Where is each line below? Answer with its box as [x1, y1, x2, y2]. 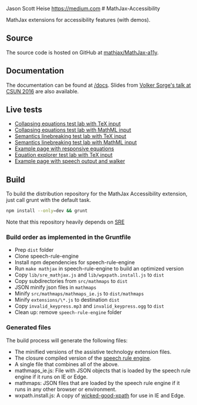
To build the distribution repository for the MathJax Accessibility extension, [6, 190, 188, 197]
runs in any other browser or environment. [14, 386, 117, 393]
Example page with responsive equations [14, 145, 114, 152]
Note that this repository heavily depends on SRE [6, 218, 125, 225]
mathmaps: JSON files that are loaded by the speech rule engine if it [14, 379, 180, 386]
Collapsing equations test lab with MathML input [14, 126, 131, 134]
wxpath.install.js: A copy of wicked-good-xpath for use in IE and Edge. [14, 392, 185, 399]
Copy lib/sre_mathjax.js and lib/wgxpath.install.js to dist [14, 271, 164, 278]
